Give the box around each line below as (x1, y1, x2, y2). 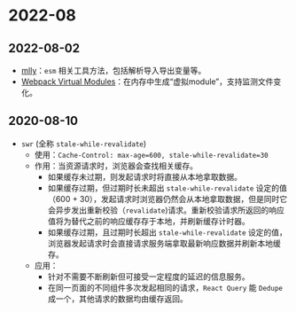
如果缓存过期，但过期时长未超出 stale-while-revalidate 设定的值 (47, 183, 287, 193)
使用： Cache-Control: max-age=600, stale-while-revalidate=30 (34, 149, 269, 160)
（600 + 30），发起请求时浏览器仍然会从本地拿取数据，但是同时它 (47, 193, 288, 204)
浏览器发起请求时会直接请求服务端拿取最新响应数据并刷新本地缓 (47, 238, 281, 248)
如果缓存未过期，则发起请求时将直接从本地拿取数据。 (47, 171, 243, 182)
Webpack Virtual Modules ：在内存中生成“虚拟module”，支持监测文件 (20, 76, 274, 87)
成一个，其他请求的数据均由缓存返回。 (47, 293, 188, 304)
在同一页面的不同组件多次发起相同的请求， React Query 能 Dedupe (47, 282, 283, 292)
